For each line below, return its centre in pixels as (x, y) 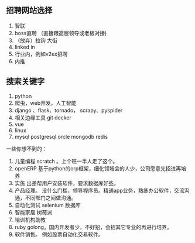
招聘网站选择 (29, 11)
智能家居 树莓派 (33, 212)
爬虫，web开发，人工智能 (45, 103)
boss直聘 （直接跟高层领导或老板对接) (61, 33)
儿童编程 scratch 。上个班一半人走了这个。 (66, 161)
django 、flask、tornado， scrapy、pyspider (69, 110)
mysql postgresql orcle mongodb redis (61, 136)
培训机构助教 (30, 220)
